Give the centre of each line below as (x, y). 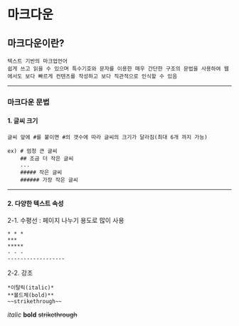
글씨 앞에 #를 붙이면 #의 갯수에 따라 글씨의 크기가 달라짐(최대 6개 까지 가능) (107, 137)
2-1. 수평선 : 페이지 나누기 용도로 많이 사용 (66, 221)
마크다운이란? (36, 43)
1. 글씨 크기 (23, 120)
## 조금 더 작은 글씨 (47, 159)
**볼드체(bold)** (31, 295)
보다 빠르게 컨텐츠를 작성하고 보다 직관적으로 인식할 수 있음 (101, 76)
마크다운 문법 (28, 102)
